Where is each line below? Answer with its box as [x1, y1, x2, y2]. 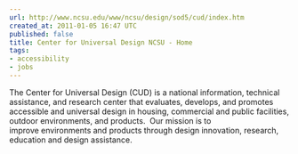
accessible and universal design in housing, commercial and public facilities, [9, 106, 289, 117]
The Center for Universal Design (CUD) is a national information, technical [9, 86, 280, 98]
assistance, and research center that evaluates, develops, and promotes [9, 96, 274, 107]
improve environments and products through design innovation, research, [9, 125, 279, 135]
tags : [9, 46, 29, 55]
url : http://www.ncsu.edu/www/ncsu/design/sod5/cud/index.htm [9, 12, 245, 22]
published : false [9, 29, 74, 38]
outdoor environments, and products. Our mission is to [9, 115, 212, 126]
